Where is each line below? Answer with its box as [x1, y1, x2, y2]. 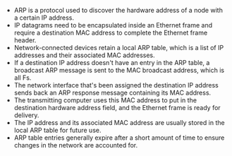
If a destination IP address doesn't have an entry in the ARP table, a [13, 59, 210, 66]
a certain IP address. [13, 13, 75, 22]
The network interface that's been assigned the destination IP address [13, 81, 219, 89]
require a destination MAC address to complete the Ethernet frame [13, 28, 208, 37]
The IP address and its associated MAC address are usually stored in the [13, 119, 225, 126]
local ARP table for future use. [13, 126, 102, 134]
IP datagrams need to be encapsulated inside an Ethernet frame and [13, 21, 213, 29]
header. [13, 36, 37, 44]
